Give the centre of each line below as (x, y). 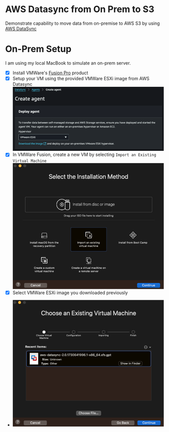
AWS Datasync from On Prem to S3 (80, 9)
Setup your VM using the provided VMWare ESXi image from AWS (81, 78)
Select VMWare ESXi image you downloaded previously (70, 292)
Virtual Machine (29, 161)
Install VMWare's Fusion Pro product (50, 73)
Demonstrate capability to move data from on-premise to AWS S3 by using (82, 23)
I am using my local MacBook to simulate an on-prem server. (68, 63)
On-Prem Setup (38, 49)
